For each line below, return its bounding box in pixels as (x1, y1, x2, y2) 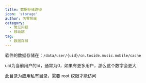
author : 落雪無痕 (5, 16, 37, 21)
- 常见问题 (9, 25, 29, 30)
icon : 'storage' (5, 12, 38, 16)
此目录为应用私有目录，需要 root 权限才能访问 (5, 73, 97, 79)
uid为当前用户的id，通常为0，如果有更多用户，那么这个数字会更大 (5, 62, 137, 68)
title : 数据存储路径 (5, 7, 42, 12)
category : (5, 20, 25, 26)
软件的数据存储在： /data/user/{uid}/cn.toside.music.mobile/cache (5, 52, 142, 58)
